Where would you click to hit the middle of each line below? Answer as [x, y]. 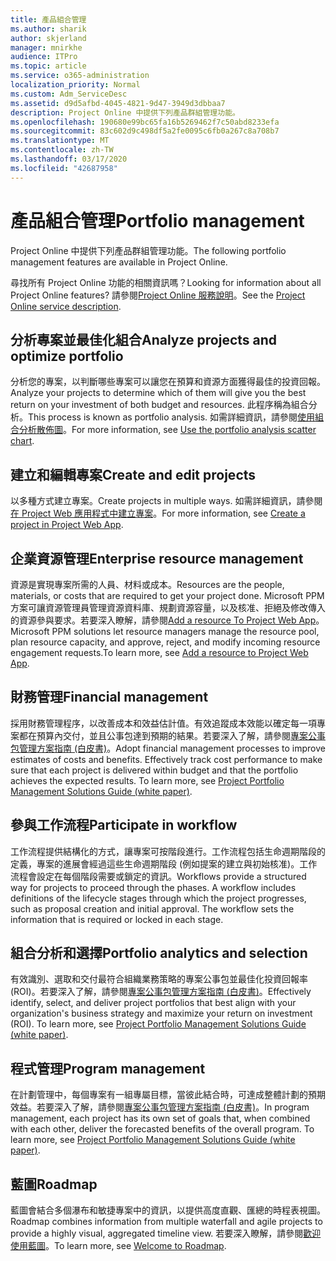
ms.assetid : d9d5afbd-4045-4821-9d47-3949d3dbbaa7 [118, 103]
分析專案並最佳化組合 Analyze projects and [144, 339]
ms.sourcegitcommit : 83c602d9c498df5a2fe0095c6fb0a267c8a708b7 [145, 131]
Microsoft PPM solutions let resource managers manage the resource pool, [165, 631]
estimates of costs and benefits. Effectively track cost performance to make [166, 759]
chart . [22, 441]
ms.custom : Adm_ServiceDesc [69, 94]
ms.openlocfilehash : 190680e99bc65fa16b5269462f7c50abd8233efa [145, 122]
